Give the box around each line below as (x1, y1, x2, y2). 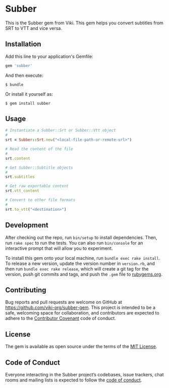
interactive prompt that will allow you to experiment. (5, 245, 113, 251)
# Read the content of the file (5, 146, 73, 152)
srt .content (5, 156, 30, 161)
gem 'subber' (5, 63, 33, 68)
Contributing (5, 286, 46, 294)
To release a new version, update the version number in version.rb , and (5, 260, 155, 266)
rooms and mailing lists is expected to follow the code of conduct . (5, 377, 142, 383)
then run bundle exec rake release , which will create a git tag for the (5, 265, 149, 271)
